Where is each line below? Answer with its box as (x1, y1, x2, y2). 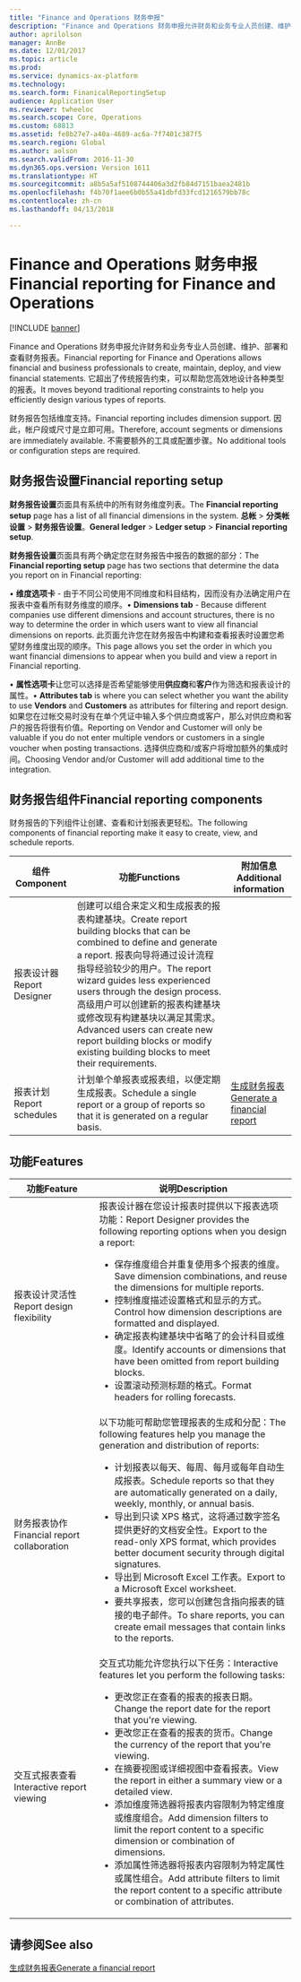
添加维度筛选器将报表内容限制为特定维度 (114, 1798, 285, 1811)
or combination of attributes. (114, 1895, 235, 1908)
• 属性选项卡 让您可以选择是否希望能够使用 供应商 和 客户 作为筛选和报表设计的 (9, 679, 291, 689)
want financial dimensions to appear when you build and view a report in (9, 651, 278, 662)
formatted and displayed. (114, 1317, 219, 1329)
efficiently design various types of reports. (9, 394, 167, 404)
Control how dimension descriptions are (114, 1306, 282, 1319)
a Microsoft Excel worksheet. (114, 1583, 236, 1596)
